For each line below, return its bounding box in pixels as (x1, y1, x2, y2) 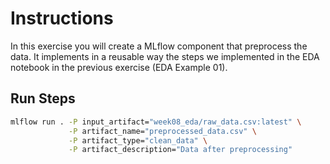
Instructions (10, 7, 114, 30)
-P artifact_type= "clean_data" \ (68, 135, 208, 146)
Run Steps (10, 90, 76, 107)
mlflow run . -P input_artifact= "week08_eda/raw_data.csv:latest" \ (10, 117, 302, 127)
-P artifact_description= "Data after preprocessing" (68, 145, 293, 155)
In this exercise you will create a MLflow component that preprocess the (10, 40, 308, 52)
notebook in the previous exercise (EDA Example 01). (10, 61, 228, 73)
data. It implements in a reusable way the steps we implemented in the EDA (10, 50, 320, 62)
